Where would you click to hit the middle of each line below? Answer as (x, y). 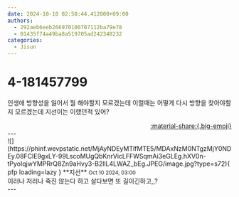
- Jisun (25, 47)
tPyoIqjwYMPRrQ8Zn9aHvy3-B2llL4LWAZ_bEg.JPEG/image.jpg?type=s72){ (119, 164)
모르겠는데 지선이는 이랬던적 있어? (62, 112)
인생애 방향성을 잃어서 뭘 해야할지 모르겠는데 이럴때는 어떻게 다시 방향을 (107, 102)
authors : (20, 21)
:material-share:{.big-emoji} (191, 126)
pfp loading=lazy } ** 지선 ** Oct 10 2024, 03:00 (72, 172)
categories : (25, 41)
